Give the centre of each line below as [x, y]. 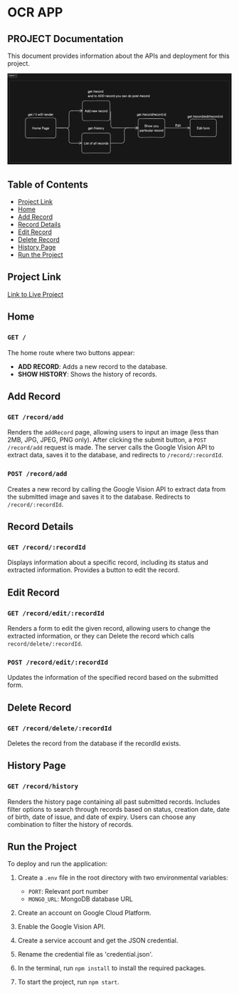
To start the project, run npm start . [68, 982]
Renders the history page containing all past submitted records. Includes [114, 801]
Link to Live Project [36, 294]
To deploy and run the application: [58, 864]
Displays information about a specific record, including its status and [108, 562]
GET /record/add [36, 417]
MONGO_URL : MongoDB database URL [80, 899]
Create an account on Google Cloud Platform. [84, 913]
